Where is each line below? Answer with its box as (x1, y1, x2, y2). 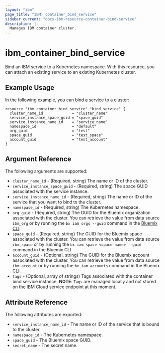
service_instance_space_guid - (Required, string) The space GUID (12, 183, 148, 189)
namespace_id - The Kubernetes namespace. (12, 332, 103, 338)
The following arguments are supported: (5, 168, 88, 174)
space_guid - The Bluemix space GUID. (12, 337, 92, 343)
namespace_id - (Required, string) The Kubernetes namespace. (12, 204, 140, 210)
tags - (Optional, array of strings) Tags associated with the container (12, 273, 153, 279)
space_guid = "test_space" (9, 133, 103, 138)
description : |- (5, 21, 39, 26)
